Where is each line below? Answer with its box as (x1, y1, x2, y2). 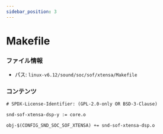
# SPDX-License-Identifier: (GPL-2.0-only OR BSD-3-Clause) (6, 101, 158, 107)
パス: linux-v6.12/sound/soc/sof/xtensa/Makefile (14, 71, 138, 78)
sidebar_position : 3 (6, 8, 57, 15)
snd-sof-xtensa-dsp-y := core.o (6, 112, 86, 118)
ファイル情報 (6, 56, 43, 65)
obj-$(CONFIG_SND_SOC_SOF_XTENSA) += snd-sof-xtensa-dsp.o (6, 123, 155, 129)
